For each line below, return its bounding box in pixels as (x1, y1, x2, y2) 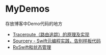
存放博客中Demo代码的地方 (5, 20, 63, 26)
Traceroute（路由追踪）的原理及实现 (12, 31, 90, 37)
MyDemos (5, 3, 50, 15)
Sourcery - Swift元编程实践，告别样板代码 (12, 38, 101, 44)
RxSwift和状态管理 (12, 44, 51, 50)
